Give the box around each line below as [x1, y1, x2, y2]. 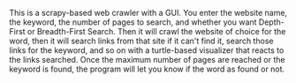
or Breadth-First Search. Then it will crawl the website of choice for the [27, 26, 286, 36]
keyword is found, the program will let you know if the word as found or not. [9, 64, 285, 74]
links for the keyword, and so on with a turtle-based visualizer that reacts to [9, 45, 285, 56]
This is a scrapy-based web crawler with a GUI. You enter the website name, [9, 8, 288, 18]
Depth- [258, 17, 285, 27]
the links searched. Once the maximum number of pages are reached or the [9, 55, 285, 64]
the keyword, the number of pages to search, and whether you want [9, 17, 257, 27]
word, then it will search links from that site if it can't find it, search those [9, 35, 274, 46]
